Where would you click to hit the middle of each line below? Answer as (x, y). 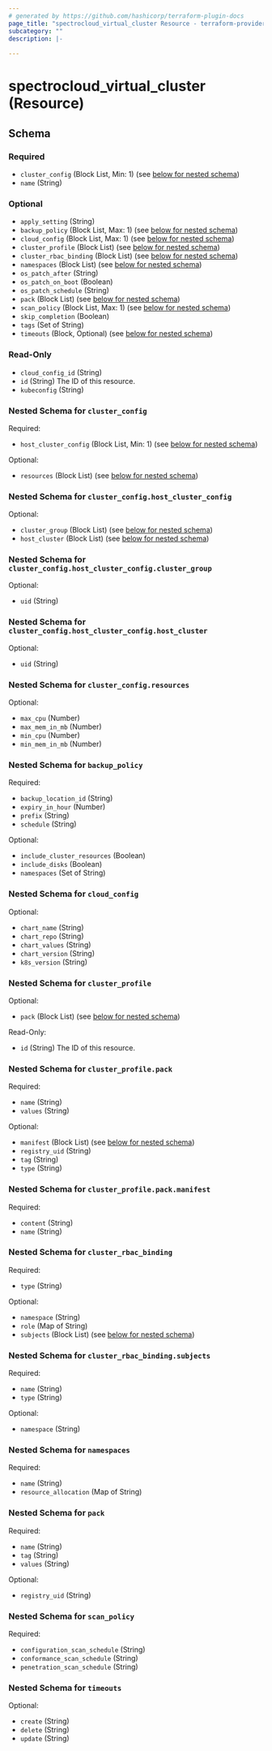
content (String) (47, 1223)
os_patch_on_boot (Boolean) (66, 282)
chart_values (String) (55, 945)
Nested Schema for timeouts (65, 1688)
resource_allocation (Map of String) (81, 1492)
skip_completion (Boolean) (65, 317)
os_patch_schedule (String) (64, 291)
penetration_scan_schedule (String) (79, 1667)
